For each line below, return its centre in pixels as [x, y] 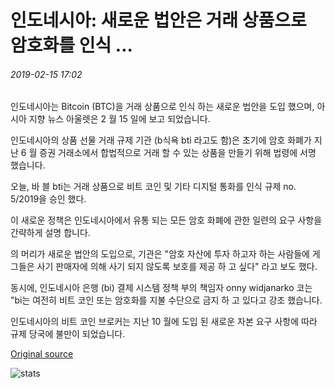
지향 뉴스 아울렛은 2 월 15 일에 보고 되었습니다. [119, 119]
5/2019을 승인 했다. [48, 199]
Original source [42, 354]
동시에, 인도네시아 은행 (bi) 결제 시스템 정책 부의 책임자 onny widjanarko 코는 [161, 288]
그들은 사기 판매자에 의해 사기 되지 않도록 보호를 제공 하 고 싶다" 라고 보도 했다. [164, 267]
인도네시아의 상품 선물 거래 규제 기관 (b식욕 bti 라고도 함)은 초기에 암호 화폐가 [161, 140]
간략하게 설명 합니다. [50, 233]
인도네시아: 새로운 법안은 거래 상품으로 [158, 20]
